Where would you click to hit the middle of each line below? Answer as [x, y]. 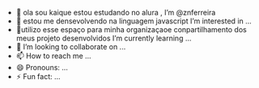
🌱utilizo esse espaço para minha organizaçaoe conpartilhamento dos [131, 29]
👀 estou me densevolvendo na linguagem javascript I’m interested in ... [134, 21]
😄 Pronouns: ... [42, 67]
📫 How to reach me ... [53, 56]
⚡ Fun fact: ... [38, 76]
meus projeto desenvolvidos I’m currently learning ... [104, 38]
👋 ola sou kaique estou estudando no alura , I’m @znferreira [116, 13]
